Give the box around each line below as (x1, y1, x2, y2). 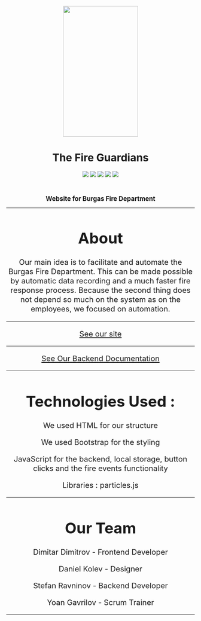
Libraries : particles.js (62, 480, 139, 490)
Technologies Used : (26, 391, 175, 411)
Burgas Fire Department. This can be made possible (8, 267, 193, 277)
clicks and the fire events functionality (32, 463, 169, 473)
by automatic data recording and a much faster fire (10, 276, 191, 286)
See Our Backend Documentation (41, 353, 160, 363)
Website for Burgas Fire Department (45, 194, 156, 203)
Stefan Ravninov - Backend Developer (32, 580, 169, 591)
